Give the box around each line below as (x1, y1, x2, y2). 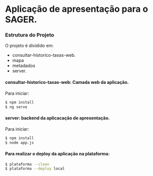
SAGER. (5, 14, 37, 25)
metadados (12, 63, 35, 69)
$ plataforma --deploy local (5, 166, 65, 171)
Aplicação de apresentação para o (5, 3, 149, 15)
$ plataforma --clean (5, 162, 50, 167)
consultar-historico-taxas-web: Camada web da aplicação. (5, 79, 129, 85)
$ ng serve (5, 105, 28, 109)
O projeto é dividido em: (5, 43, 54, 49)
